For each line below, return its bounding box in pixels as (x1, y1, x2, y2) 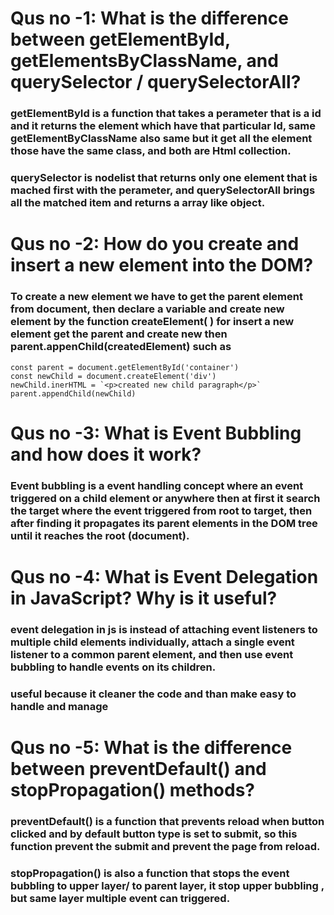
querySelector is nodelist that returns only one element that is (10, 171, 318, 185)
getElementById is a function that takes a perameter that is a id (10, 107, 322, 121)
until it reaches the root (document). (10, 528, 190, 542)
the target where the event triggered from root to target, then (10, 503, 313, 517)
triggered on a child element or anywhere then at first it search (10, 491, 321, 505)
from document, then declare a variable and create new (10, 302, 285, 316)
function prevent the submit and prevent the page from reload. (10, 839, 321, 853)
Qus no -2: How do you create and (10, 233, 300, 256)
